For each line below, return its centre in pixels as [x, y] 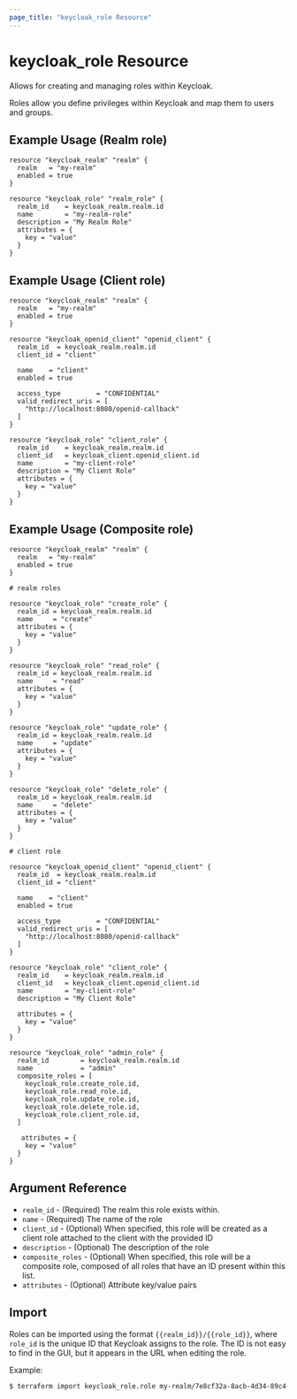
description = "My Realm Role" [75, 222]
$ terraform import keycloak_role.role [83, 1386]
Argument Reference [68, 1188]
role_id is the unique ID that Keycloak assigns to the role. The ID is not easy [148, 1343]
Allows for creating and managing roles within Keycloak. [111, 86]
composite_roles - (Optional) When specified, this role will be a [136, 1257]
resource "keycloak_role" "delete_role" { [88, 789]
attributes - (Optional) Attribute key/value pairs [109, 1285]
